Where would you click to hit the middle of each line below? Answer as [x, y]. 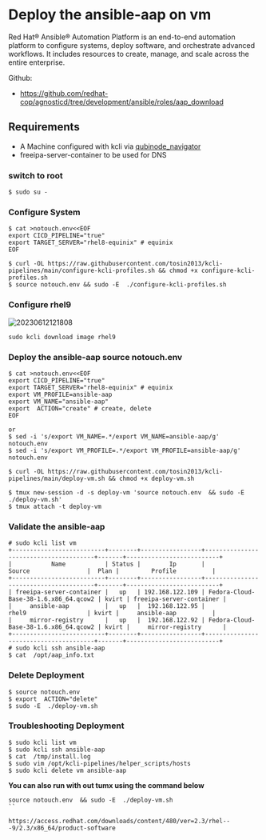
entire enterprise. [37, 62]
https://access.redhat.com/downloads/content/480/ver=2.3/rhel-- [119, 821]
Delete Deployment [46, 675]
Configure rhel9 [40, 305]
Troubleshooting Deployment [66, 726]
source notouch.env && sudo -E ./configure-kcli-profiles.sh [121, 285]
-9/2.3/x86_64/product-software [62, 828]
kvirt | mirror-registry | [166, 627]
